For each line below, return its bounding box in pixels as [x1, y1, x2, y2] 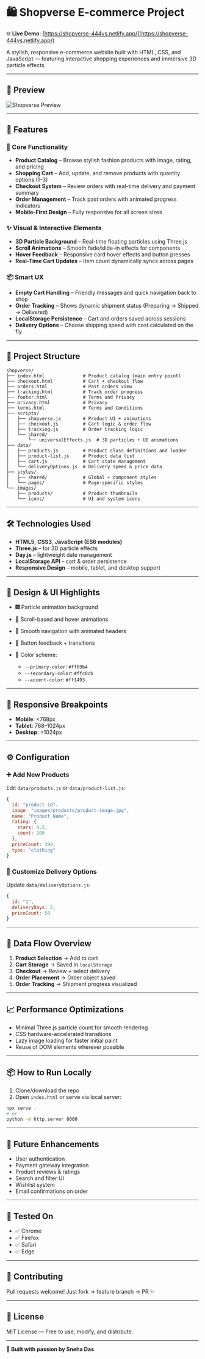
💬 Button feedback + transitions [15, 639, 95, 647]
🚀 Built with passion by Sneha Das [6, 1345, 95, 1353]
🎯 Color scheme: [15, 651, 57, 659]
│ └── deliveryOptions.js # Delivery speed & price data [6, 463, 163, 469]
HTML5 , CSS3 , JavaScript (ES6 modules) [15, 538, 123, 545]
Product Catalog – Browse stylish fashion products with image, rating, [15, 157, 192, 164]
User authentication [15, 1155, 65, 1162]
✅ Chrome [15, 1227, 41, 1234]
